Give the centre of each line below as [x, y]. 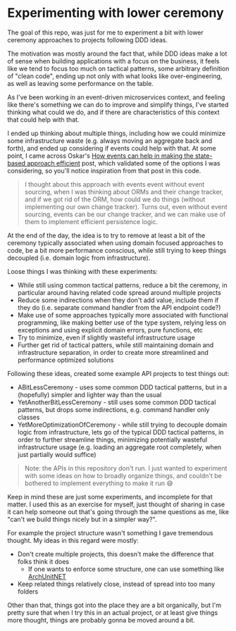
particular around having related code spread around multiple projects [119, 292]
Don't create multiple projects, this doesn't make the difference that [116, 554]
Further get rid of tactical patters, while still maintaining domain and [116, 345]
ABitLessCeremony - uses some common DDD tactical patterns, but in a [122, 387]
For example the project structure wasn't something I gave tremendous [110, 532]
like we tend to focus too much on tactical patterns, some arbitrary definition [118, 68]
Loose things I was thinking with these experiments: [83, 271]
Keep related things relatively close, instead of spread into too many [116, 584]
